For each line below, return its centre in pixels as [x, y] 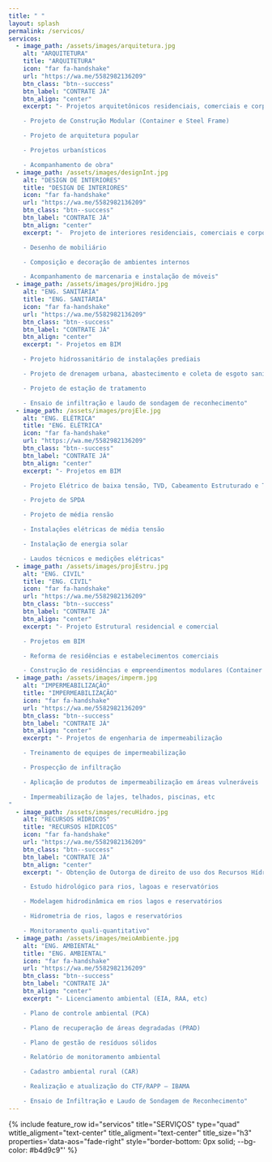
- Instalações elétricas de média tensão [93, 530]
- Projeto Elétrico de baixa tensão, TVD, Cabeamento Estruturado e [141, 486]
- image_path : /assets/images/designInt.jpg [92, 172]
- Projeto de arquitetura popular [81, 136]
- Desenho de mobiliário [65, 247]
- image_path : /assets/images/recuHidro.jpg [92, 812]
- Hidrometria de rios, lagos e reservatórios [103, 916]
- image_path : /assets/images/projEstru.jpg [92, 566]
